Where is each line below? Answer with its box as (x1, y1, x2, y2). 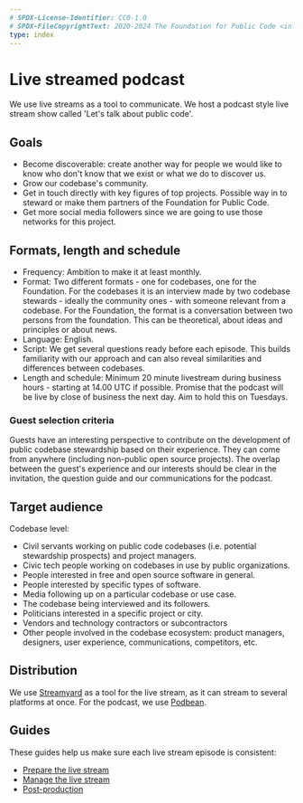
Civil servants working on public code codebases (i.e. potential (22, 541, 257, 552)
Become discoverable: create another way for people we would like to (22, 159, 282, 170)
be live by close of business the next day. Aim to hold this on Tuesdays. (22, 391, 289, 402)
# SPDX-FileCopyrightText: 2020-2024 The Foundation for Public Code (9, 22, 277, 31)
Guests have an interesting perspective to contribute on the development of (9, 435, 291, 446)
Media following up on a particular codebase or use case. (22, 589, 237, 600)
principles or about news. (22, 324, 117, 335)
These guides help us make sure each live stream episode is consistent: (9, 747, 277, 758)
